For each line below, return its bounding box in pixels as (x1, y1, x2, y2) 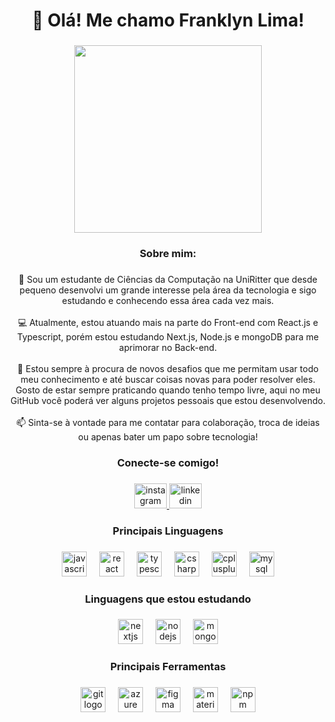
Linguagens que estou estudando (84, 592, 252, 606)
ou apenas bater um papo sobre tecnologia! (78, 430, 258, 443)
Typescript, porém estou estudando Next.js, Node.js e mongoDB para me (16, 330, 320, 343)
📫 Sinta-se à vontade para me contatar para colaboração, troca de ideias (16, 416, 320, 428)
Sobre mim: (139, 247, 197, 261)
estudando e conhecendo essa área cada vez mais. (61, 294, 275, 306)
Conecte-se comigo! (116, 455, 220, 469)
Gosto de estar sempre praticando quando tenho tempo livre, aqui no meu (15, 384, 321, 396)
